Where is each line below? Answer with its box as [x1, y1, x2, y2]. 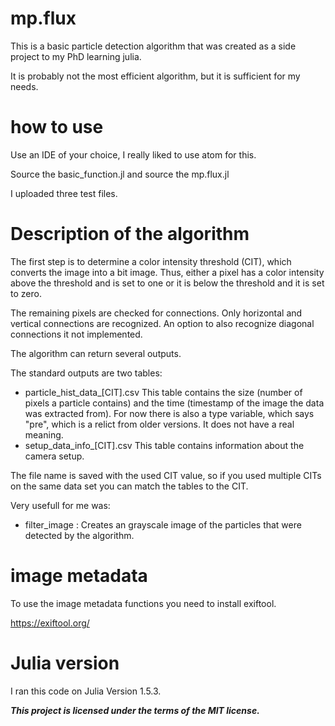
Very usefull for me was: [10, 499, 111, 511]
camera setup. [24, 450, 85, 462]
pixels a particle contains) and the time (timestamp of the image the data [24, 397, 325, 409]
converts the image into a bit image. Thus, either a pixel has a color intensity [10, 266, 325, 278]
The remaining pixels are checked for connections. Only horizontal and [10, 307, 303, 319]
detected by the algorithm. [24, 529, 135, 541]
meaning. [24, 428, 64, 441]
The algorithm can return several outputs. [10, 347, 182, 359]
